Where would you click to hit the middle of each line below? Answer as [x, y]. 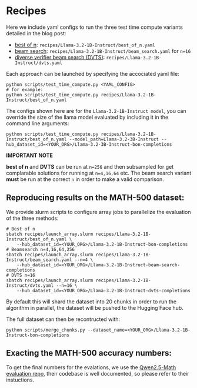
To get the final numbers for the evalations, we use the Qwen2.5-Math [91, 367]
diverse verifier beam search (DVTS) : [60, 57]
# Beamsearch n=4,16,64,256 [41, 249]
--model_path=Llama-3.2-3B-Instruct [114, 139]
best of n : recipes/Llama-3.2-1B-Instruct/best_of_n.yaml [85, 45]
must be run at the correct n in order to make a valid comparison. [85, 179]
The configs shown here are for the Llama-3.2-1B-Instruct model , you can [96, 111]
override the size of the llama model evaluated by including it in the [87, 117]
